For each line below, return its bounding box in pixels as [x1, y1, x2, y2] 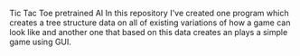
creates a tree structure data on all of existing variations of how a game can [9, 17, 291, 28]
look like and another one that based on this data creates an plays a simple [9, 27, 288, 37]
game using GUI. [9, 36, 72, 47]
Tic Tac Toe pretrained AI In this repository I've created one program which [9, 8, 289, 18]
